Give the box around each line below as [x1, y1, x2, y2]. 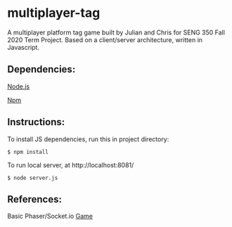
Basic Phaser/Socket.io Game [7, 212, 94, 221]
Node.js [7, 82, 30, 91]
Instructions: [7, 116, 65, 128]
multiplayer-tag [7, 5, 101, 21]
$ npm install [7, 148, 49, 155]
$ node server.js [7, 174, 58, 181]
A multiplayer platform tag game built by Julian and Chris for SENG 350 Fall [7, 28, 225, 37]
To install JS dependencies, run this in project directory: [7, 135, 169, 143]
